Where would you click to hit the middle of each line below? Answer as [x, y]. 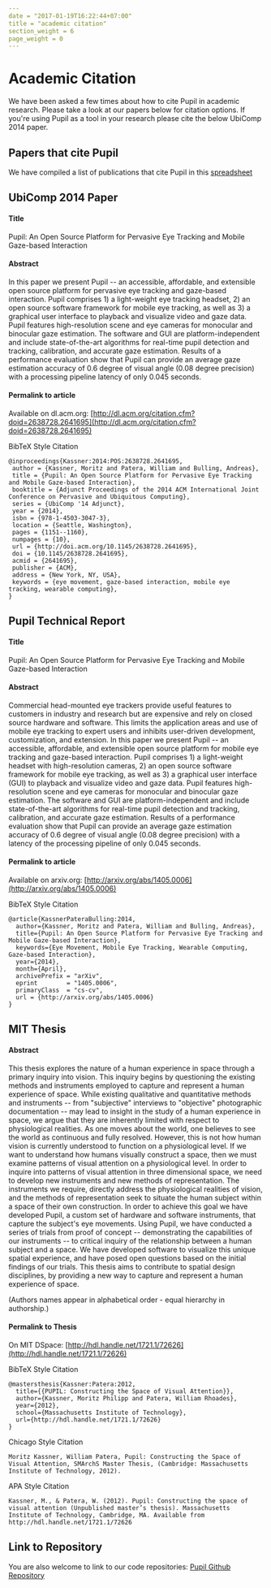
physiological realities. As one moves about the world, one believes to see [132, 1128]
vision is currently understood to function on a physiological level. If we [128, 1145]
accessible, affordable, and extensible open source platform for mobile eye [134, 748]
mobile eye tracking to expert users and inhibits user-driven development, [132, 731]
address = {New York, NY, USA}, [67, 575]
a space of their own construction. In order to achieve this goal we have [128, 1206]
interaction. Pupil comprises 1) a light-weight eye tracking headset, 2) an [129, 299]
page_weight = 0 [36, 39]
